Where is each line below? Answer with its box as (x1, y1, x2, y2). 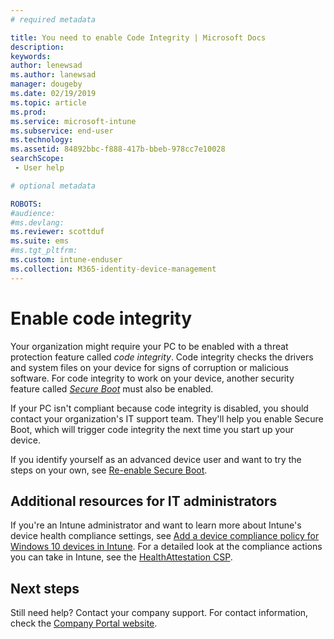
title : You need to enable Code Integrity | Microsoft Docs (10, 32, 267, 43)
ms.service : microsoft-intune (10, 116, 137, 126)
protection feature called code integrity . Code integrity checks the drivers (10, 351, 314, 363)
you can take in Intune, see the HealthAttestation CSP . (10, 551, 233, 563)
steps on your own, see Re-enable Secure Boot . (10, 464, 208, 476)
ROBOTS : (10, 199, 43, 209)
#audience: (10, 208, 56, 218)
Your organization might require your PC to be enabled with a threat (10, 340, 289, 352)
